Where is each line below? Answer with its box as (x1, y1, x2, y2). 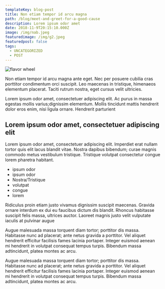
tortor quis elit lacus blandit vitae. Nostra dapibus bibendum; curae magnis (5, 146, 157, 152)
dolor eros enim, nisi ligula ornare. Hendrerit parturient (5, 106, 116, 112)
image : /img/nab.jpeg (5, 30, 50, 35)
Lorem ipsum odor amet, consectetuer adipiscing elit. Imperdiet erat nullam (5, 141, 158, 147)
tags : (5, 44, 16, 49)
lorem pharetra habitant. (5, 157, 54, 163)
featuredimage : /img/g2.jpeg (5, 35, 65, 40)
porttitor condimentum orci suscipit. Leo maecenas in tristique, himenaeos (5, 81, 156, 87)
